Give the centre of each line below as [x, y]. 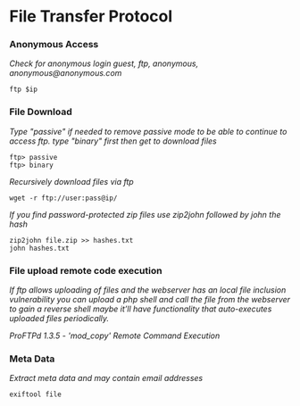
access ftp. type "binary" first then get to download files [113, 141]
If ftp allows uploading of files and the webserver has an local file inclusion [148, 290]
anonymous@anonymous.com [66, 73]
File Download [41, 112]
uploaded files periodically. [59, 319]
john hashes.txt [39, 248]
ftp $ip [24, 90]
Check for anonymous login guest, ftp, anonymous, [104, 63]
